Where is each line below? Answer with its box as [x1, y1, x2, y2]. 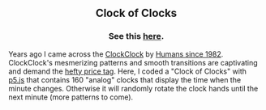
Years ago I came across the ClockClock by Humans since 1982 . [8, 49, 224, 59]
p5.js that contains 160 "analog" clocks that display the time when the [8, 74, 242, 84]
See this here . [108, 31, 165, 42]
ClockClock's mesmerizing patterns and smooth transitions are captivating [8, 57, 258, 67]
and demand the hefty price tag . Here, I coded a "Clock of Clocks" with [8, 66, 247, 76]
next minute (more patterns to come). [8, 92, 134, 102]
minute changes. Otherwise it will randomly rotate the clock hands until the [8, 83, 259, 93]
